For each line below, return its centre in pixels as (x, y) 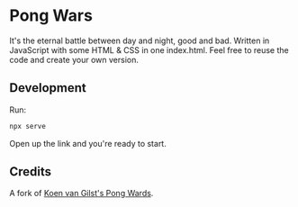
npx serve (28, 126)
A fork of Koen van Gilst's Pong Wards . (81, 193)
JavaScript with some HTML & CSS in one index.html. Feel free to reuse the (149, 49)
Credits (31, 172)
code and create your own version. (74, 59)
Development (48, 88)
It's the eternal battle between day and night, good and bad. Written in (140, 40)
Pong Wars (51, 16)
